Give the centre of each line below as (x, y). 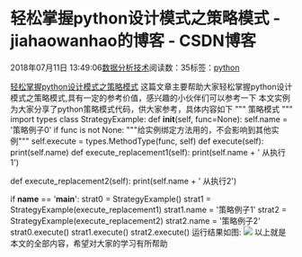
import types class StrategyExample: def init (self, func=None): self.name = (149, 119)
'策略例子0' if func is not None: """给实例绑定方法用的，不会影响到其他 (141, 129)
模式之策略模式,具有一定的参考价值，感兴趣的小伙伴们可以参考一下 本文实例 (150, 97)
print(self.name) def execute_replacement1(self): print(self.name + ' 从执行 (148, 152)
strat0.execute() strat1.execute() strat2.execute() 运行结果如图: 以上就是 (148, 232)
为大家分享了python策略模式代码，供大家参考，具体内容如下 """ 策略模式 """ (151, 109)
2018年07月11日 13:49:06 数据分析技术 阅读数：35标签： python (125, 67)
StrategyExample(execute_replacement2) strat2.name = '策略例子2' (136, 220)
